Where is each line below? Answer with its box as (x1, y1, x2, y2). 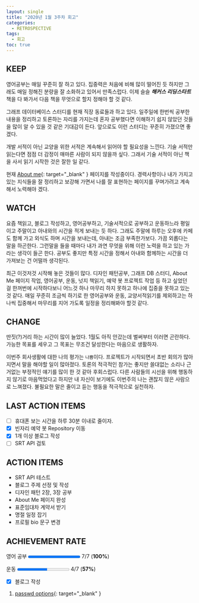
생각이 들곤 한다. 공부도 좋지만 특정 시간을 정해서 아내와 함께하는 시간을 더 (17, 249, 188, 257)
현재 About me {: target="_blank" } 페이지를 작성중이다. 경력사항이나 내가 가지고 (6, 170, 193, 177)
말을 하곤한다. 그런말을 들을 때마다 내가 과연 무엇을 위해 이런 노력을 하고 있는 (6, 242, 184, 249)
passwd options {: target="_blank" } (14, 590, 102, 597)
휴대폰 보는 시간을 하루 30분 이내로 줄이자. (14, 417, 113, 424)
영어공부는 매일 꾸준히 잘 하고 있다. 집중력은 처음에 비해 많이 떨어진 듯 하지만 (6, 80, 184, 88)
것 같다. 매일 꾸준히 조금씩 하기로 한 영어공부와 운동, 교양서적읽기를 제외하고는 (6, 292, 187, 299)
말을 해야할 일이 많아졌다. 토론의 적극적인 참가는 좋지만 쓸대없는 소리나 (21, 361, 185, 368)
